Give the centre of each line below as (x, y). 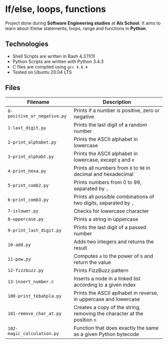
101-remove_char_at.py (34, 313)
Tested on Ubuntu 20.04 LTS (42, 72)
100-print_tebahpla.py (34, 296)
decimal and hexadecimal (104, 174)
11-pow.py (19, 259)
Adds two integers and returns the (114, 241)
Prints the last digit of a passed (110, 227)
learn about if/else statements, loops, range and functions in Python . (76, 28)
